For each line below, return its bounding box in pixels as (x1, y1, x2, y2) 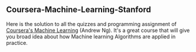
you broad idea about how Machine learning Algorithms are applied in (6, 32, 176, 40)
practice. (6, 39, 28, 46)
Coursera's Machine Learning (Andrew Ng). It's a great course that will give (6, 27, 190, 34)
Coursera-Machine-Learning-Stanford (6, 5, 152, 15)
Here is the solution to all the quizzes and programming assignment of (6, 20, 177, 27)
